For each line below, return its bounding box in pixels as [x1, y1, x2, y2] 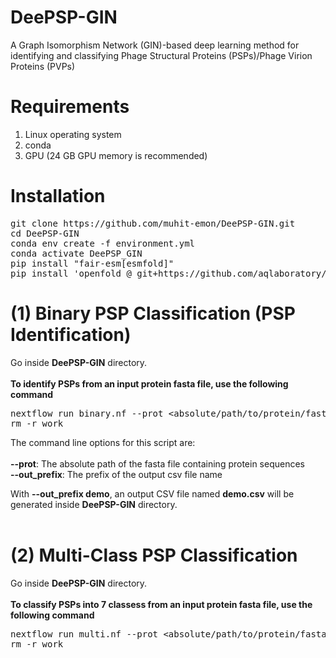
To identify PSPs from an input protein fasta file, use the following [10, 377, 289, 390]
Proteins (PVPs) [10, 60, 76, 72]
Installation [10, 185, 106, 208]
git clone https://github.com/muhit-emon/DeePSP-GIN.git [10, 217, 296, 229]
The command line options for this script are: [10, 436, 196, 448]
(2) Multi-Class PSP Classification [10, 544, 298, 566]
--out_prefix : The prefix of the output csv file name [10, 468, 223, 480]
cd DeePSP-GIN [10, 227, 80, 239]
